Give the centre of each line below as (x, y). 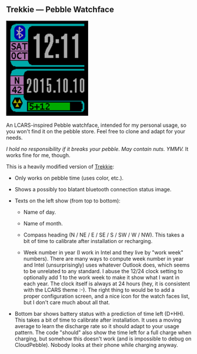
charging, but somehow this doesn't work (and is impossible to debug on (103, 338)
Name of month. (43, 223)
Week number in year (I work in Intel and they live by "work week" (103, 252)
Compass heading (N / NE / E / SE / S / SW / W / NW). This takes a (104, 235)
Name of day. (40, 212)
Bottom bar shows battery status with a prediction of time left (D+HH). (100, 313)
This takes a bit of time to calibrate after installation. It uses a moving (98, 320)
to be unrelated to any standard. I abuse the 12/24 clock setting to (103, 271)
